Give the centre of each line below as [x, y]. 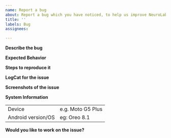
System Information [27, 97]
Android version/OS [31, 118]
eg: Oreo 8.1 [75, 118]
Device [16, 109]
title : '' [16, 19]
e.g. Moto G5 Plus [81, 109]
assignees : [17, 29]
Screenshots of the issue [32, 88]
